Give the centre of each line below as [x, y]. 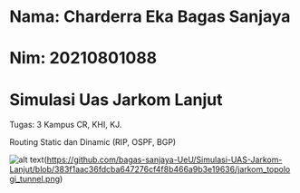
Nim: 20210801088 [83, 58]
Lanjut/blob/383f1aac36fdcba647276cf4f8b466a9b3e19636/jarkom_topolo [150, 169]
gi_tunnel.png [35, 179]
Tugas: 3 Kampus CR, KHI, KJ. [66, 125]
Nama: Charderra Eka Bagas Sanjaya [150, 17]
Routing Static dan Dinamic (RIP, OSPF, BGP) [93, 142]
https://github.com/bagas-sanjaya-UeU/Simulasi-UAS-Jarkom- [165, 159]
